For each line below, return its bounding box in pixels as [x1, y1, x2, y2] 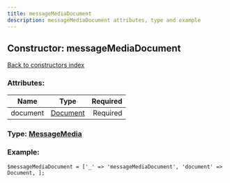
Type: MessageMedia [7, 129, 82, 138]
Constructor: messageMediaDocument [7, 42, 181, 54]
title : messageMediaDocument [7, 10, 92, 17]
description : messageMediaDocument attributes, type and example [7, 17, 201, 24]
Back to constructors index [7, 61, 85, 70]
